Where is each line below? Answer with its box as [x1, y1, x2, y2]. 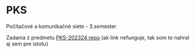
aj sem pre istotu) [6, 40, 49, 47]
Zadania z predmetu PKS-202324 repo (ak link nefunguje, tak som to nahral [6, 34, 190, 41]
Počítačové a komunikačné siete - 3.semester [6, 23, 117, 30]
